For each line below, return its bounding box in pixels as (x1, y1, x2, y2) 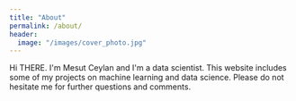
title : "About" (9, 13, 67, 22)
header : (9, 29, 39, 38)
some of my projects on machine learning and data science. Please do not (9, 72, 285, 83)
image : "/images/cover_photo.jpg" (17, 38, 147, 47)
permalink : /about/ (9, 21, 83, 30)
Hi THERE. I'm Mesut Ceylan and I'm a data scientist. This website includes (9, 63, 288, 73)
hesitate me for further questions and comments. (9, 81, 192, 92)
